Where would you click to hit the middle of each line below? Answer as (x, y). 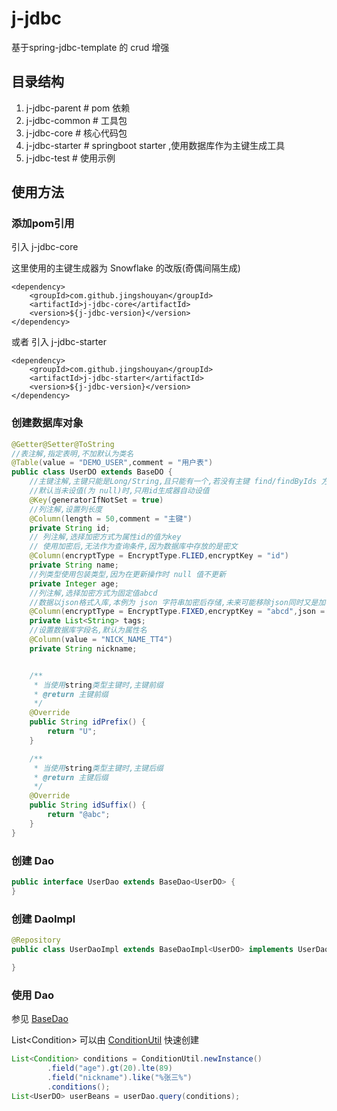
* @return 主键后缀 (71, 777)
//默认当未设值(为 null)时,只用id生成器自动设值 (119, 491)
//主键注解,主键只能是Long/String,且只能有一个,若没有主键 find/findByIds (173, 482)
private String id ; (70, 528)
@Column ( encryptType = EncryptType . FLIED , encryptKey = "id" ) (159, 556)
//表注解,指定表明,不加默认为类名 (72, 453)
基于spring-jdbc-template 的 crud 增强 (90, 47)
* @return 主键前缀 (71, 694)
